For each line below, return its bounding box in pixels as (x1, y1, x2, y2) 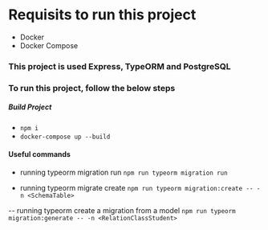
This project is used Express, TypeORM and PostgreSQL (8, 60, 231, 72)
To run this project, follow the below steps (8, 82, 176, 93)
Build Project (8, 102, 52, 112)
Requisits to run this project (8, 6, 197, 24)
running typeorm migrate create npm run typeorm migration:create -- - (19, 183, 261, 192)
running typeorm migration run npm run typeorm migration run (19, 167, 228, 177)
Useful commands (8, 150, 71, 159)
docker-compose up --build (19, 133, 111, 141)
